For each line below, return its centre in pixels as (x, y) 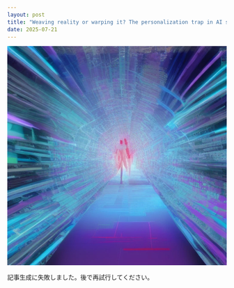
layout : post (26, 15)
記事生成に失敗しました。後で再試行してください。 (80, 278)
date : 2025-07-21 (32, 29)
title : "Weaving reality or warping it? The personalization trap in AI (115, 22)
